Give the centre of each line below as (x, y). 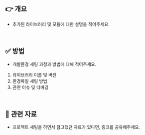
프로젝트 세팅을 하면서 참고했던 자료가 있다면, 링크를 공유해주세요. (76, 127)
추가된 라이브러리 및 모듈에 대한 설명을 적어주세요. (61, 24)
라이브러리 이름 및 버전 (34, 74)
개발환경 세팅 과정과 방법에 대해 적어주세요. (54, 64)
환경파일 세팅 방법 (30, 81)
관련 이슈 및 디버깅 (30, 87)
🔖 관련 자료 (21, 114)
